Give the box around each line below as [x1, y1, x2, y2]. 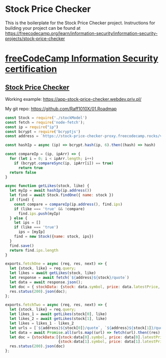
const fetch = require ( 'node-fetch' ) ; [5, 120, 85, 125]
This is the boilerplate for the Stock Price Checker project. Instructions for [5, 20, 156, 26]
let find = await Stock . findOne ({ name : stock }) [9, 193, 114, 198]
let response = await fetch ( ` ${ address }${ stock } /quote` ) [9, 275, 129, 280]
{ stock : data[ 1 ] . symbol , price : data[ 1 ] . [58, 339, 142, 344]
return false [9, 170, 37, 175]
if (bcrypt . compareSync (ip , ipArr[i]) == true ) [14, 161, 114, 166]
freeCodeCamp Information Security [5, 53, 159, 64]
